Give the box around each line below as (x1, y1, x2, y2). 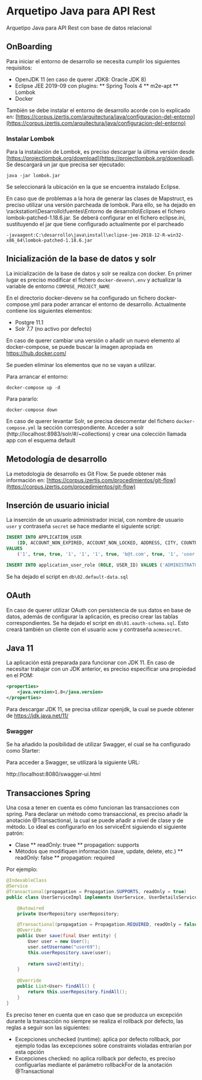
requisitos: (6, 64, 32, 71)
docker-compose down (6, 407, 58, 413)
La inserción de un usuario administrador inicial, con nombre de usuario (6, 516, 184, 524)
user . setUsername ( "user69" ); (28, 944, 101, 950)
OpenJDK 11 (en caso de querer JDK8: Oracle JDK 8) (14, 75, 147, 83)
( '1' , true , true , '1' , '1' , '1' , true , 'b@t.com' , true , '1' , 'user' (17, 551, 198, 557)
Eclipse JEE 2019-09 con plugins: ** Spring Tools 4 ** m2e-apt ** (14, 82, 179, 89)
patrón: (6, 830, 24, 837)
